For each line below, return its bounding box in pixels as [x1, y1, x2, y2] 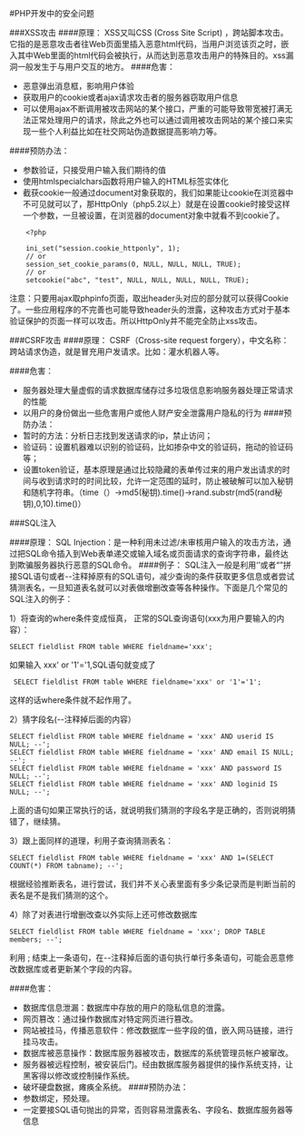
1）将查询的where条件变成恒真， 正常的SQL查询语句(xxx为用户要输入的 [9, 613, 277, 624]
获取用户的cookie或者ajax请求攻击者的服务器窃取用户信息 [22, 92, 239, 103]
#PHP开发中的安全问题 [9, 8, 95, 18]
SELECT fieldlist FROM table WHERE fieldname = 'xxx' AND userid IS [9, 732, 274, 741]
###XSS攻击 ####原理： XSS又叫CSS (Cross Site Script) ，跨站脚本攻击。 [9, 27, 289, 38]
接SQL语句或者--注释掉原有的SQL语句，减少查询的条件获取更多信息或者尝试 [9, 571, 295, 581]
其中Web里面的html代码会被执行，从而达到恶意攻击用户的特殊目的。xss [16, 50, 286, 61]
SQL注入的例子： [9, 594, 74, 604]
